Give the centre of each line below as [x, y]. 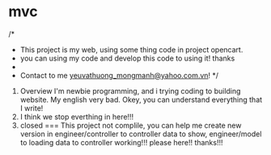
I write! [32, 108]
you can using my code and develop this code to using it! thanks [127, 58]
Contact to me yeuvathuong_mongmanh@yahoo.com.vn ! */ [119, 75]
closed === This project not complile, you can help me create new [131, 125]
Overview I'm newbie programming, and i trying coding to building [130, 90]
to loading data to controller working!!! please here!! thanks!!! [122, 142]
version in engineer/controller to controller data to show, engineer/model [141, 134]
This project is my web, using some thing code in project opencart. [131, 49]
